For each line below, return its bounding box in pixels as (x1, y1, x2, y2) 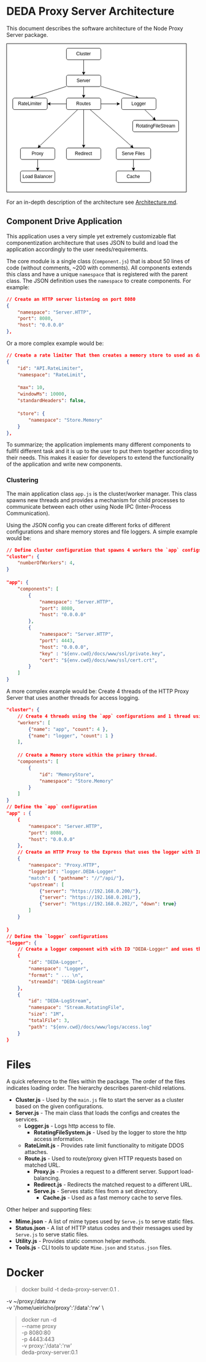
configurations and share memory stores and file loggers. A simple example (6, 528, 198, 535)
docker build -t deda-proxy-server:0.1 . (21, 1286, 120, 1293)
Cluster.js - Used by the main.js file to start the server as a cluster (15, 1096, 184, 1104)
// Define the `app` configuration (6, 804, 97, 810)
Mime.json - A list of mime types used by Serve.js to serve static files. (15, 1218, 195, 1225)
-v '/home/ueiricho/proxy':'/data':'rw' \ (6, 1304, 104, 1312)
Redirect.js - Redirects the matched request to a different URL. (33, 1181, 193, 1188)
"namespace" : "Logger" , (28, 965, 89, 972)
